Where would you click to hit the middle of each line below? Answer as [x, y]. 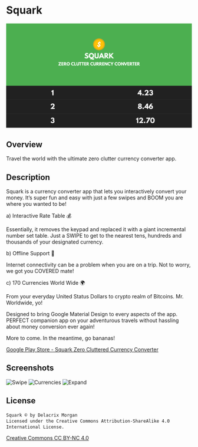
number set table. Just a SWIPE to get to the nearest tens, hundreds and [94, 236]
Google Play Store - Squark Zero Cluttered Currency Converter [82, 350]
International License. [35, 427]
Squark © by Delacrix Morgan [42, 415]
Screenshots [30, 368]
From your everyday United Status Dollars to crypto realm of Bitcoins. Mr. [95, 297]
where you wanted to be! [36, 204]
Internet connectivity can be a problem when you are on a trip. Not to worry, [98, 265]
